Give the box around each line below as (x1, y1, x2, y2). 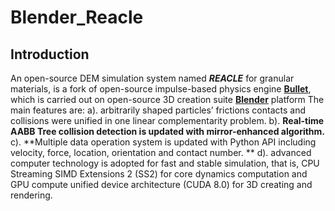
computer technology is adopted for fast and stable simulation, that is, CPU (10, 157, 320, 169)
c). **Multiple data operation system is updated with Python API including (10, 136, 317, 148)
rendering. (10, 189, 53, 201)
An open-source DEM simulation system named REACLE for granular (10, 72, 295, 84)
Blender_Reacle (10, 6, 144, 29)
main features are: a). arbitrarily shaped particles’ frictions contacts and (10, 104, 307, 116)
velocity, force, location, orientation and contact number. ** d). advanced (10, 147, 312, 158)
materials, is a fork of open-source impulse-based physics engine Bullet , (10, 83, 312, 95)
